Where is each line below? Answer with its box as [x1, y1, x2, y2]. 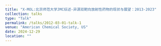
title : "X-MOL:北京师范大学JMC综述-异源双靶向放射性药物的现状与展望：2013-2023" [5, 7, 157, 12]
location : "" [5, 34, 32, 39]
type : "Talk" [5, 16, 32, 21]
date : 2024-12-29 [5, 29, 40, 34]
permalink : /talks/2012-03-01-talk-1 [5, 20, 82, 25]
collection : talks [5, 11, 42, 16]
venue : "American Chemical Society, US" [5, 25, 89, 30]
